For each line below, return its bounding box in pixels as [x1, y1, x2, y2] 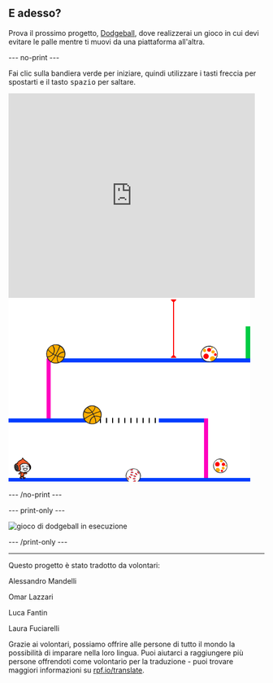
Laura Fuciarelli [8, 623, 59, 633]
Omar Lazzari [8, 592, 54, 602]
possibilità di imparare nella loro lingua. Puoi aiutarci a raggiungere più [8, 647, 244, 658]
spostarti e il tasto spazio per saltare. [8, 77, 136, 86]
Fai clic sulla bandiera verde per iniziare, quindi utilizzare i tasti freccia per [8, 68, 257, 78]
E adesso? [8, 7, 62, 20]
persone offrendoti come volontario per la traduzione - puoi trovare [8, 656, 234, 666]
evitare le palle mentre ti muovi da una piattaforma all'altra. [8, 37, 206, 46]
